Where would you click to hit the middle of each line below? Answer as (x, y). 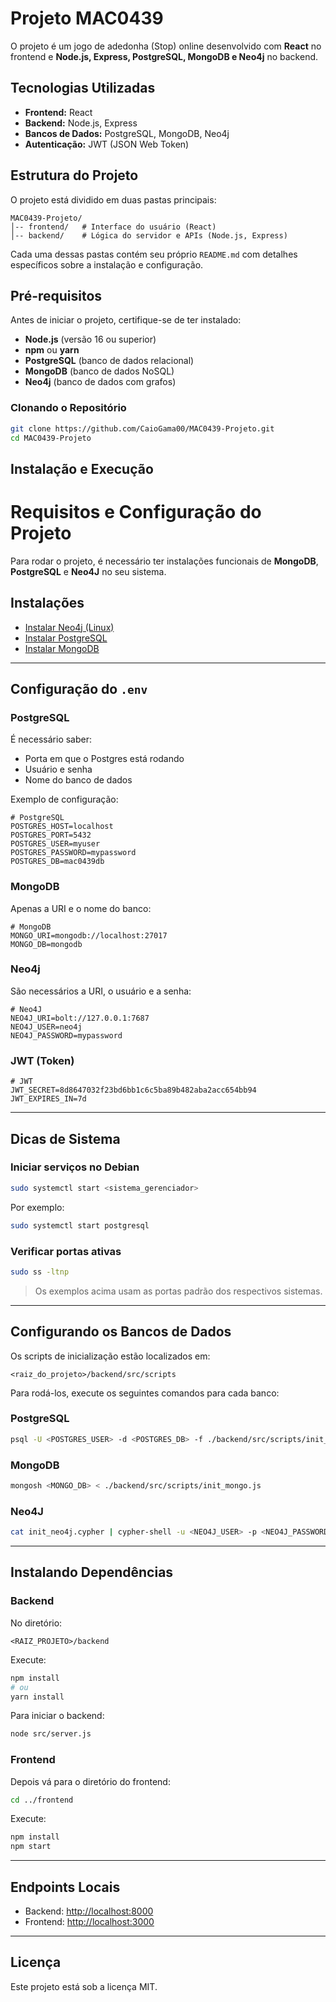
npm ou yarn (52, 350)
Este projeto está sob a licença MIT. (84, 1986)
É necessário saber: (51, 739)
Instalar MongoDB (62, 648)
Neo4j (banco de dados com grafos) (100, 382)
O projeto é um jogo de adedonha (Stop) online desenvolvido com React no (166, 46)
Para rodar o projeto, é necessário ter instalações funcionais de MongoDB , (164, 561)
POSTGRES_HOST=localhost (62, 827)
